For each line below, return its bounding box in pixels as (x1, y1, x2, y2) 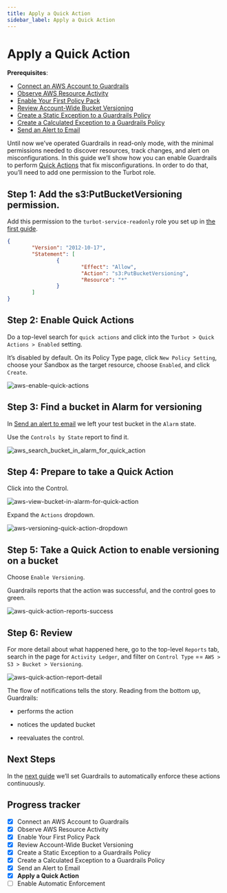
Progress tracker (7, 799, 81, 811)
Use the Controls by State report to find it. (7, 432, 129, 441)
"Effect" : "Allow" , (80, 263, 137, 270)
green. (7, 594, 26, 602)
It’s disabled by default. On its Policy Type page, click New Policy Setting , (7, 353, 217, 362)
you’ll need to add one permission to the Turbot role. (7, 168, 156, 177)
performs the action (17, 707, 74, 716)
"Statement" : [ (32, 251, 76, 258)
